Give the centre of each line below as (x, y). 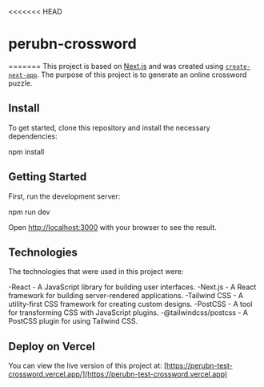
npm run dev (29, 212)
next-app (23, 75)
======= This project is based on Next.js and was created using (116, 66)
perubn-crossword (73, 44)
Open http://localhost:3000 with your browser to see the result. (113, 227)
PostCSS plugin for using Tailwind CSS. (73, 321)
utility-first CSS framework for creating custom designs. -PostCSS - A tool (130, 304)
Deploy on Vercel (52, 347)
